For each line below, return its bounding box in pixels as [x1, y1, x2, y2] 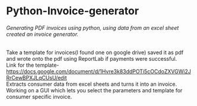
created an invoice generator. [6, 30, 79, 38]
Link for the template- [6, 61, 59, 69]
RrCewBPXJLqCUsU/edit [6, 74, 67, 82]
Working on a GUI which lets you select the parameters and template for [6, 87, 183, 94]
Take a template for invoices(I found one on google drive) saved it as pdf [6, 49, 184, 56]
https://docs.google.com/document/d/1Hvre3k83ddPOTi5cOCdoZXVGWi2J [6, 68, 191, 75]
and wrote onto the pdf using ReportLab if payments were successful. [6, 55, 177, 63]
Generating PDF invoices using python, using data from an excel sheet [6, 24, 179, 31]
